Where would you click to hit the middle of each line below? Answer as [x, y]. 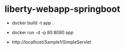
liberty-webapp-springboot [62, 9]
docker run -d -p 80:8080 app [42, 32]
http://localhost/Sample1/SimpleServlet [51, 42]
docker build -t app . [33, 23]
